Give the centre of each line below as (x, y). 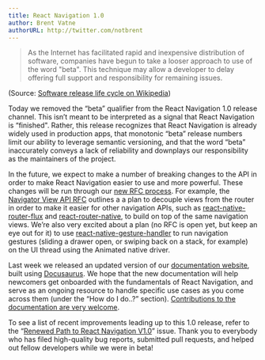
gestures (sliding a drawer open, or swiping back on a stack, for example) (128, 241)
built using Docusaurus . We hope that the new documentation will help (123, 274)
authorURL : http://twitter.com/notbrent (76, 30)
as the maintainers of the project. (62, 159)
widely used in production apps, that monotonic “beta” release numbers (125, 134)
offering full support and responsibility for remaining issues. (125, 78)
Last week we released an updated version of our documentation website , (129, 265)
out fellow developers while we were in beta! (81, 348)
